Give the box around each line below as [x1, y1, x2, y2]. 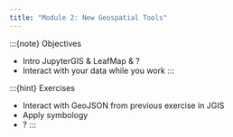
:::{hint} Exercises [9, 82, 75, 93]
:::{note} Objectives [9, 38, 82, 49]
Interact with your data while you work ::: [22, 65, 174, 76]
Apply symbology [22, 109, 89, 120]
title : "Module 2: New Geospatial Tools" [9, 13, 168, 23]
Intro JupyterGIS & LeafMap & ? [22, 55, 140, 66]
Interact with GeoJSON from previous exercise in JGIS [22, 100, 225, 111]
